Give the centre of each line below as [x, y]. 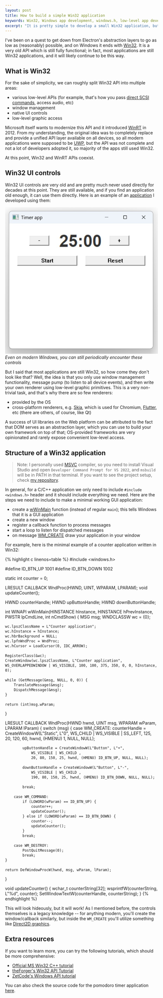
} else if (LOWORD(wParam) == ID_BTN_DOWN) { [69, 817]
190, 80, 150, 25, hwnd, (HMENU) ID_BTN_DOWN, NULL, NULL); [93, 778]
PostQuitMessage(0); [43, 851]
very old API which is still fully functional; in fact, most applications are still [80, 51]
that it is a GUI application [38, 515]
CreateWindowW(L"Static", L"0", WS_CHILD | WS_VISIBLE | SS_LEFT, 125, [78, 733]
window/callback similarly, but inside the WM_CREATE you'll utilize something [80, 919]
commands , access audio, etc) [43, 103]
